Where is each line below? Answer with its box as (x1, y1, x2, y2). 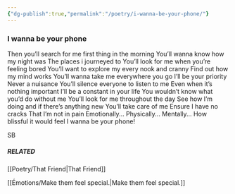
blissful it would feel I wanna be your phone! (7, 117, 136, 126)
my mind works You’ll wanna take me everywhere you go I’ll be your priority (7, 72, 227, 80)
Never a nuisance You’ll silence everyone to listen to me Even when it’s (7, 79, 212, 88)
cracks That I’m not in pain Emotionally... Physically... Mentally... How (7, 109, 208, 118)
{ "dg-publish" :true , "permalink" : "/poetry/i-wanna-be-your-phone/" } (7, 10, 210, 18)
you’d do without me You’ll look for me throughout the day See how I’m (7, 95, 213, 103)
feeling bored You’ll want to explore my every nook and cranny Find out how (7, 64, 229, 73)
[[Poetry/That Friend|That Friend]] (7, 164, 106, 173)
